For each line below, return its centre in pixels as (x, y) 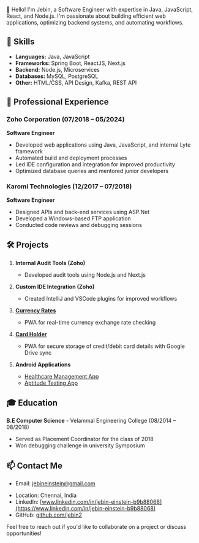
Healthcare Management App (62, 376)
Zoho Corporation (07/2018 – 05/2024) (66, 120)
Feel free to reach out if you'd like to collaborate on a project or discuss (96, 527)
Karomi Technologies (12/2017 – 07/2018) (69, 187)
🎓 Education (32, 403)
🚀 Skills (21, 42)
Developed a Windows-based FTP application (73, 218)
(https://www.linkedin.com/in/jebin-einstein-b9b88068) (85, 509)
